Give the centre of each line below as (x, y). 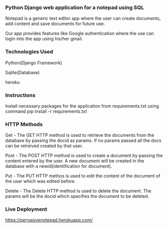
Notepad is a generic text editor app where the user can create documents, (83, 19)
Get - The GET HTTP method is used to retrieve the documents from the (80, 135)
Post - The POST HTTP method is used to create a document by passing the (84, 156)
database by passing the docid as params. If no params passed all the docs (83, 141)
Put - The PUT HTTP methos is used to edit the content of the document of (83, 176)
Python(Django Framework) (34, 63)
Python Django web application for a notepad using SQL (75, 8)
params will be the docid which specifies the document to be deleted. (77, 196)
